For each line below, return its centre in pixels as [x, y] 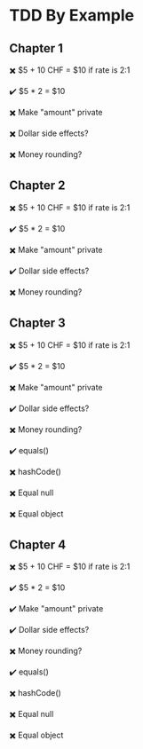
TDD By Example [72, 16]
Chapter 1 [36, 48]
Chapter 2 [37, 186]
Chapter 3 [38, 323]
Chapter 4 [38, 545]
